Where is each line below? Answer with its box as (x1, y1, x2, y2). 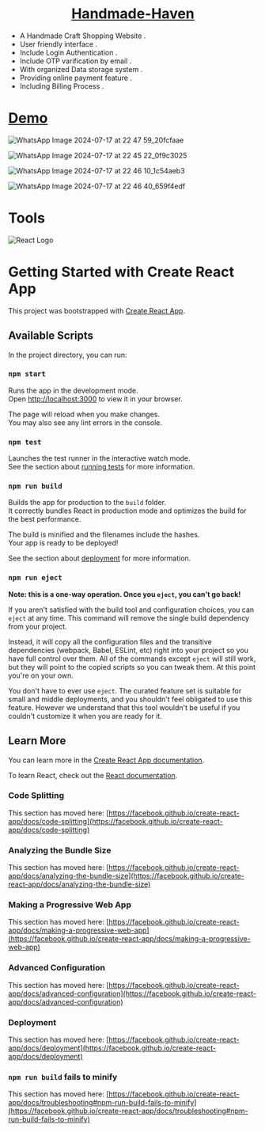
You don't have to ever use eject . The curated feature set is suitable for (8, 686, 242, 695)
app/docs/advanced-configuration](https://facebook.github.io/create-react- (8, 989, 257, 998)
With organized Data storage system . (19, 64, 143, 74)
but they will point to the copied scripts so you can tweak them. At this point (8, 662, 256, 671)
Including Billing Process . (19, 81, 104, 91)
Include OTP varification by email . (19, 56, 132, 66)
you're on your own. (8, 670, 74, 680)
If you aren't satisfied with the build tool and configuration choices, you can (8, 605, 255, 614)
